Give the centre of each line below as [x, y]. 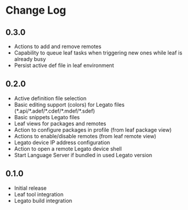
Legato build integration [43, 201]
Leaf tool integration [39, 194]
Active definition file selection [50, 98]
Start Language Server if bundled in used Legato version [83, 155]
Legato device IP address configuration [62, 142]
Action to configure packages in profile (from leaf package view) [93, 130]
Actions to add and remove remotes [58, 46]
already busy [30, 59]
